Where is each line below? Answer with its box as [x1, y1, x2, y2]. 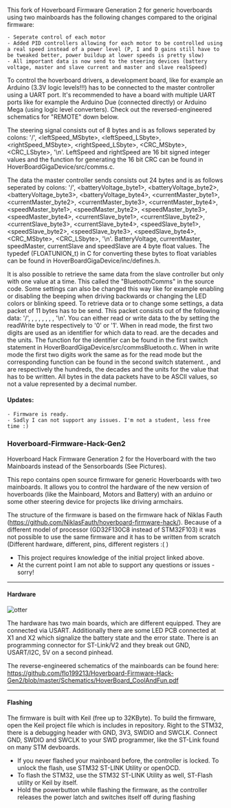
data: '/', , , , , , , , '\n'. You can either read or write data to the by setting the [7, 314, 220, 322]
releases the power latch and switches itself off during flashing [16, 793, 196, 801]
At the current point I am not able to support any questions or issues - [16, 560, 215, 569]
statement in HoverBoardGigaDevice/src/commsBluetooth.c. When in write [7, 343, 219, 351]
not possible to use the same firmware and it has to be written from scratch [7, 532, 221, 541]
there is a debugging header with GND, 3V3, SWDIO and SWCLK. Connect [7, 728, 218, 736]
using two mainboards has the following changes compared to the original [7, 13, 217, 21]
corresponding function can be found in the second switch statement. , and [7, 358, 221, 366]
